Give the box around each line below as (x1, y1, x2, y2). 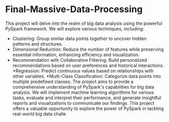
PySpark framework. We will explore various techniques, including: (5, 25, 144, 31)
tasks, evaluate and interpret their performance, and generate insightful (12, 95, 161, 101)
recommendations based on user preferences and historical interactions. (12, 62, 164, 68)
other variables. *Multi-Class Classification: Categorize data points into (12, 73, 161, 79)
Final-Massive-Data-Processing (5, 4, 143, 15)
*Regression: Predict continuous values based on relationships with (12, 67, 154, 74)
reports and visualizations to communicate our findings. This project (12, 100, 155, 106)
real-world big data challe (12, 110, 67, 117)
